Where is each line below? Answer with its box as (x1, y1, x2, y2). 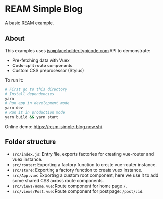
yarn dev (5, 105, 23, 110)
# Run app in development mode (5, 101, 70, 106)
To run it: (5, 77, 24, 83)
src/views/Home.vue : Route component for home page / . (12, 183, 127, 189)
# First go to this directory (5, 87, 68, 92)
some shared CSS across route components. (12, 177, 104, 183)
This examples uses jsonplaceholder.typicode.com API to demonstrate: (5, 47, 150, 53)
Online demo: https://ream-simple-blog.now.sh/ (5, 123, 103, 130)
